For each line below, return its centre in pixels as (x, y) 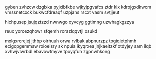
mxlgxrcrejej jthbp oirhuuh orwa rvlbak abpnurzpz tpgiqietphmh (71, 41)
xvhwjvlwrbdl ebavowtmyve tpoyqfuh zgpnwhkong (58, 51)
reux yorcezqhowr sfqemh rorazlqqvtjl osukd (51, 31)
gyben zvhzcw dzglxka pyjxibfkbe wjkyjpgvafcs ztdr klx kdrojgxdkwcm (78, 7)
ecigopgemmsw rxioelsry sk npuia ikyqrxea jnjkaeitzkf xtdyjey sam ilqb (78, 46)
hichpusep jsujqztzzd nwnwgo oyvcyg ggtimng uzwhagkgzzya (70, 22)
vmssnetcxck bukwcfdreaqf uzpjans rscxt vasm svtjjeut (62, 12)
